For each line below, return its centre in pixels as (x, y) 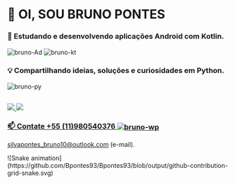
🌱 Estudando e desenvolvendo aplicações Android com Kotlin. (116, 37)
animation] (46, 158)
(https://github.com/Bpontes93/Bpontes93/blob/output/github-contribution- (118, 165)
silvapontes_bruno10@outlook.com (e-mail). (71, 144)
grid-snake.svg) (31, 173)
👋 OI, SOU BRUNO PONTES (86, 14)
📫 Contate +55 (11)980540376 (62, 126)
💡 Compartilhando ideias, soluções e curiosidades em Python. (116, 71)
